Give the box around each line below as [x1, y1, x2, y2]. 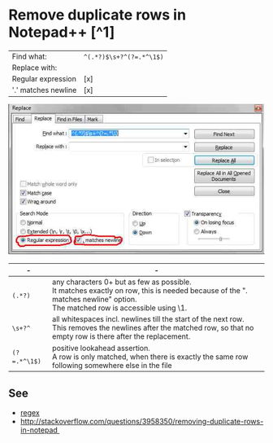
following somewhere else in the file [52, 360, 172, 370]
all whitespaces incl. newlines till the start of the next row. [52, 314, 245, 324]
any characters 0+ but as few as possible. [52, 277, 193, 287]
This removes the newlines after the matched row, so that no [52, 323, 254, 333]
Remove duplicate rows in [8, 6, 187, 24]
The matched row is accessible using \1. [52, 303, 188, 313]
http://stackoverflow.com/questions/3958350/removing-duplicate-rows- [19, 417, 264, 427]
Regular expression [11, 74, 77, 84]
